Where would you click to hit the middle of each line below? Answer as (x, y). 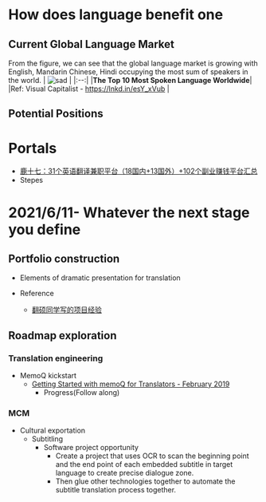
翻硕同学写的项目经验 (66, 310)
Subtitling (47, 439)
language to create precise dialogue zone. (125, 473)
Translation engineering (56, 358)
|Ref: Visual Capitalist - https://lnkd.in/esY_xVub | (89, 89)
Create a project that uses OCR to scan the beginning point (152, 456)
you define (45, 229)
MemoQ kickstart (48, 376)
